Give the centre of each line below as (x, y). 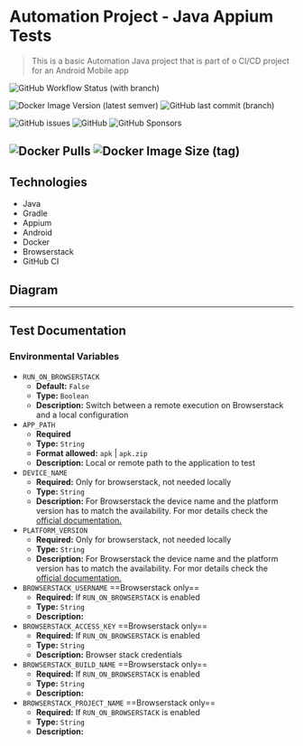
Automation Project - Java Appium (142, 17)
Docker (36, 242)
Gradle (35, 213)
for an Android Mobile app (80, 70)
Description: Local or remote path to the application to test (145, 462)
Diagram (34, 289)
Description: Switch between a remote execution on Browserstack (160, 405)
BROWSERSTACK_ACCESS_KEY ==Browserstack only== (115, 626)
